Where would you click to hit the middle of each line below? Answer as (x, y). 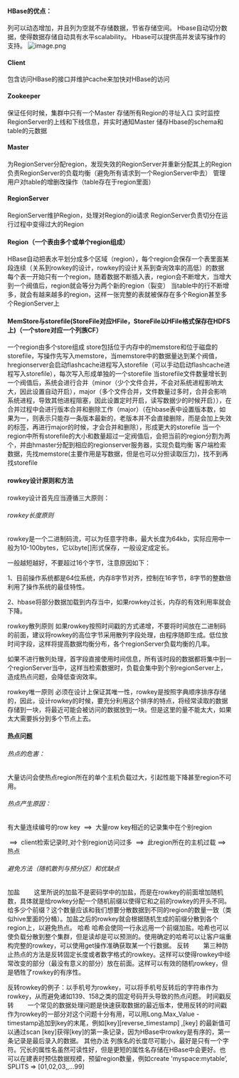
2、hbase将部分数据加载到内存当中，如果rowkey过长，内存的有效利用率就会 (119, 602)
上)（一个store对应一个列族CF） (55, 330)
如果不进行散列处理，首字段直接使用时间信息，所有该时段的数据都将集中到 (116, 659)
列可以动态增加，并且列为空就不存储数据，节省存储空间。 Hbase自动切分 (115, 28)
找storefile (22, 463)
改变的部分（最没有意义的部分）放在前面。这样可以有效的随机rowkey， (117, 963)
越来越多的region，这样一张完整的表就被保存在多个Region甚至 (129, 295)
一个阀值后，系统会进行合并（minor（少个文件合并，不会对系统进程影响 (112, 383)
